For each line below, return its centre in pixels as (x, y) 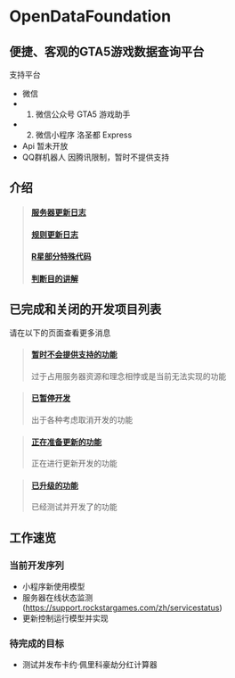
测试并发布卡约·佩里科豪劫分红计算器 (89, 665)
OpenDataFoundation (90, 17)
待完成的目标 (37, 644)
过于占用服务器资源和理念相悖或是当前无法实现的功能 (129, 376)
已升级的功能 (54, 485)
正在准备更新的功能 (66, 442)
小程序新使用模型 (53, 587)
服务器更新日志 (58, 212)
